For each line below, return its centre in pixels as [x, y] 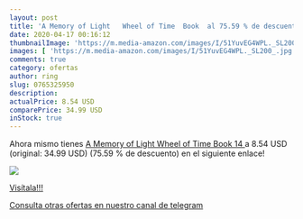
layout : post [34, 18]
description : [34, 93]
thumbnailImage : [40, 43]
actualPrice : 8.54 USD [52, 101]
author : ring [34, 77]
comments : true [38, 59]
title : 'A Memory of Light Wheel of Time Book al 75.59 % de [134, 26]
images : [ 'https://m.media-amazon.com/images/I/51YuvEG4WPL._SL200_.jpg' [153, 51]
